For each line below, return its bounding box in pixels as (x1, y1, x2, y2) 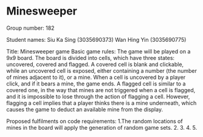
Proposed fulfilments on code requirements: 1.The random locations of (6, 117, 184, 125)
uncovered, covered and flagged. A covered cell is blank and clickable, (6, 61, 184, 68)
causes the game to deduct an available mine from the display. (6, 105, 163, 113)
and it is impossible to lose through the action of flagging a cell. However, (6, 93, 190, 100)
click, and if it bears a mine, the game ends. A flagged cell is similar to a (6, 80, 186, 87)
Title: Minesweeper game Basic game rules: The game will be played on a (6, 47, 191, 55)
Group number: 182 (6, 24, 55, 32)
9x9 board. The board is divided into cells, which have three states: (6, 54, 175, 61)
